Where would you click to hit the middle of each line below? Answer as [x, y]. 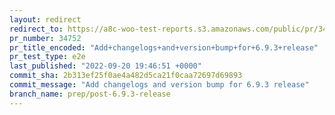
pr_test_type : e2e [47, 57]
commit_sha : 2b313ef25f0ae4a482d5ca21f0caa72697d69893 [126, 76]
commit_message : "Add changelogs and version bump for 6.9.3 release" [159, 85]
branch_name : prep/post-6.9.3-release [90, 94]
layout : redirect [45, 19]
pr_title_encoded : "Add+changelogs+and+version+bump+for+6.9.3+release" [164, 47]
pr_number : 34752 [45, 38]
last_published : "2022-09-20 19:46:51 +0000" [105, 66]
